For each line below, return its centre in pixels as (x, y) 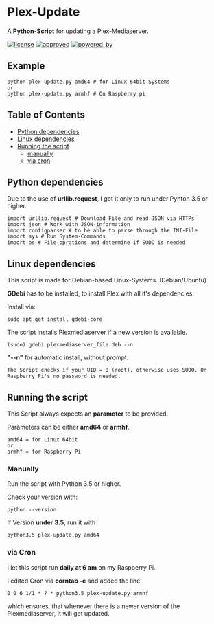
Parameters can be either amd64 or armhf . (69, 427)
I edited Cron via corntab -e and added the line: (75, 581)
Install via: (21, 307)
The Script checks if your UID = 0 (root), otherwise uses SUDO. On (107, 370)
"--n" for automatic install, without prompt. (68, 357)
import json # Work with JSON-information (69, 225)
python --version (32, 510)
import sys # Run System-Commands (57, 237)
